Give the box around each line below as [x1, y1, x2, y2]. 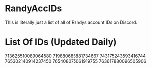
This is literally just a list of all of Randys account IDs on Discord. [5, 19, 138, 25]
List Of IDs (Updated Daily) [5, 36, 117, 48]
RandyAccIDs [5, 3, 62, 14]
